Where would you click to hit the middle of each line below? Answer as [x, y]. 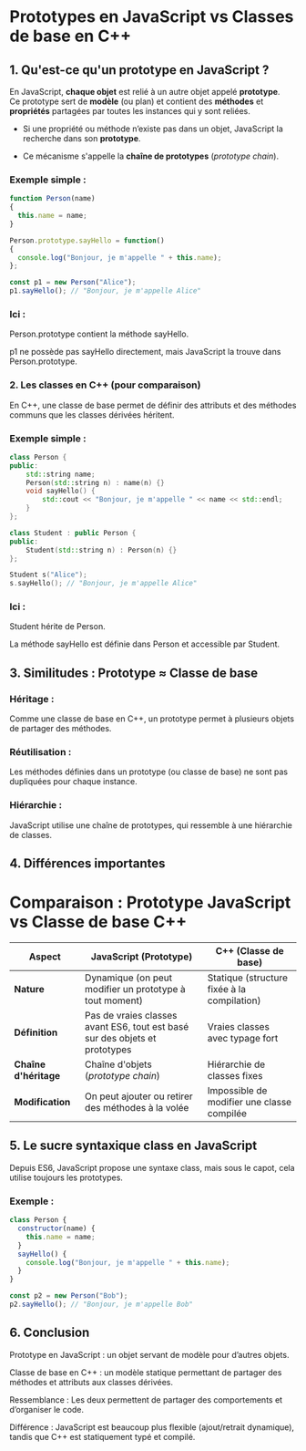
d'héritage [37, 1076]
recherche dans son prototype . [82, 138]
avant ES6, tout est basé [137, 1027]
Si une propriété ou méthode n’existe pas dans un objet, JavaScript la [153, 129]
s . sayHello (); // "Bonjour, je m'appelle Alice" [103, 584]
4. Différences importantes [87, 864]
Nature [29, 990]
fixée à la [226, 990]
